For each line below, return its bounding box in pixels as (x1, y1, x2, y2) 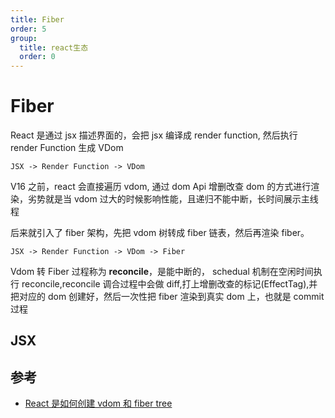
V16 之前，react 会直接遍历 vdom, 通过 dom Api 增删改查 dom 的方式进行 (10, 181, 312, 193)
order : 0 (19, 52, 56, 62)
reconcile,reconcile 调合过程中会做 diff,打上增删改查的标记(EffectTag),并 (21, 278, 318, 290)
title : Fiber (10, 14, 65, 25)
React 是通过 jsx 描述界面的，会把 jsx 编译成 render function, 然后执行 (10, 129, 298, 141)
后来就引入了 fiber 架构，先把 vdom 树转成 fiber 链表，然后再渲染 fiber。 (10, 227, 310, 239)
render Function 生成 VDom (10, 142, 124, 154)
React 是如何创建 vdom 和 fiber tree (24, 397, 173, 410)
